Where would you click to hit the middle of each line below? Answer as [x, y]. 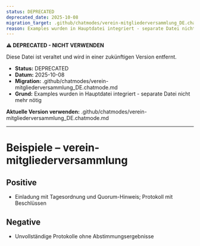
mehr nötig [28, 100]
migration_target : [29, 23]
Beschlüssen [30, 203]
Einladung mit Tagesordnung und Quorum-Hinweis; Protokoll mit [94, 197]
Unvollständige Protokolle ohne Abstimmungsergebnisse [84, 236]
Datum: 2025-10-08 [40, 75]
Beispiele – [33, 148]
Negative [24, 222]
